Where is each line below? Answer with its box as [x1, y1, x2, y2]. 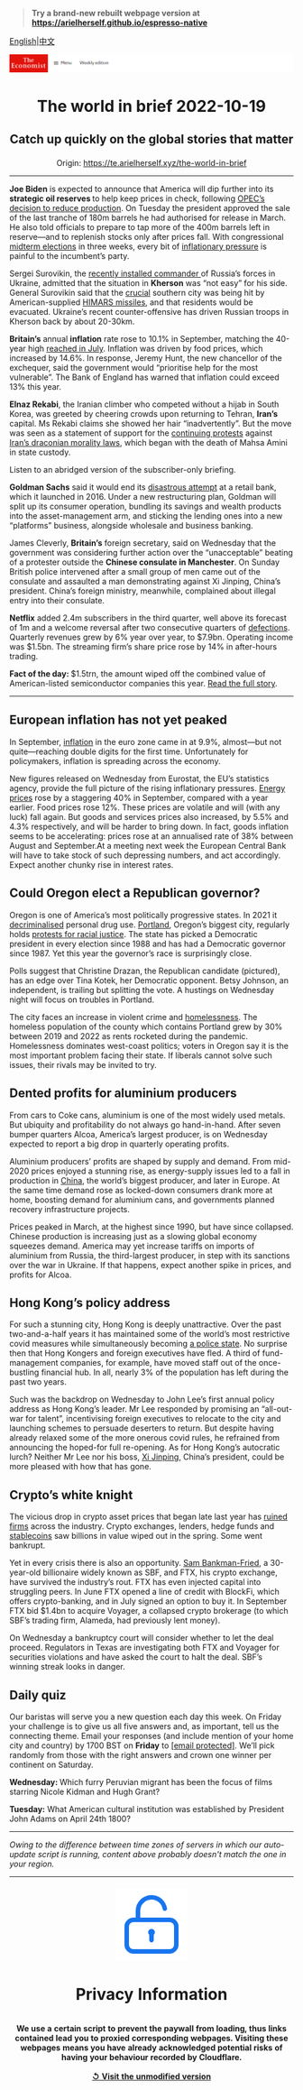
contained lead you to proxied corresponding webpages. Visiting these [14, 2033, 289, 2044]
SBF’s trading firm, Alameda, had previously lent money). [9, 1615, 221, 1626]
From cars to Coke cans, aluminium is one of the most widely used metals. [9, 1109, 286, 1120]
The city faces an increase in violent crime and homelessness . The [9, 1011, 258, 1022]
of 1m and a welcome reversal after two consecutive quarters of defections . [9, 622, 290, 633]
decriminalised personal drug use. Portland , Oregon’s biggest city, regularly [9, 919, 290, 930]
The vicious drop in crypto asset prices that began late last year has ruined [9, 1511, 289, 1523]
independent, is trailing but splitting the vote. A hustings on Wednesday [9, 984, 275, 995]
